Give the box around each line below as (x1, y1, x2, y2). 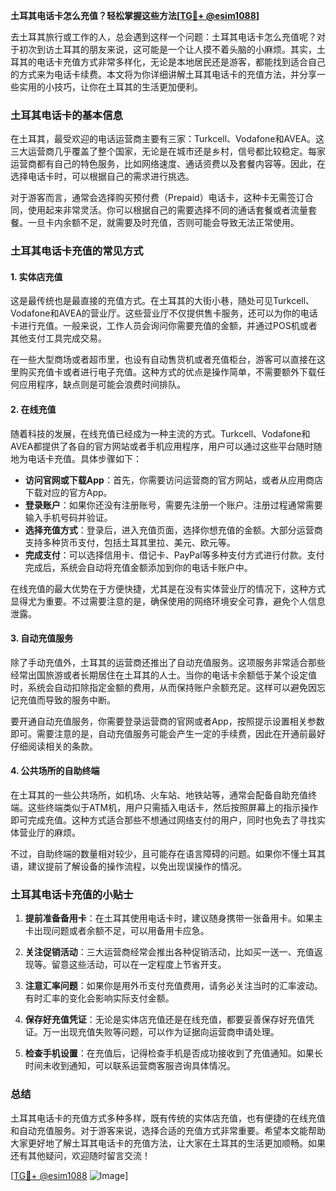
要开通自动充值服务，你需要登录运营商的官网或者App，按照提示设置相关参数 (10, 715, 325, 727)
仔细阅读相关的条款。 (10, 740, 98, 752)
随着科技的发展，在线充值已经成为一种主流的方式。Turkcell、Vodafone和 (10, 427, 311, 439)
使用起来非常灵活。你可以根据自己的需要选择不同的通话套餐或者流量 (27, 204, 308, 216)
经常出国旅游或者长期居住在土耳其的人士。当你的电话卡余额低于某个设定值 (10, 669, 317, 681)
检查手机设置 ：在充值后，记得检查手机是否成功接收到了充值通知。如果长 (24, 1047, 323, 1059)
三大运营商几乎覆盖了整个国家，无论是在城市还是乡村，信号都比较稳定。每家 (10, 145, 326, 158)
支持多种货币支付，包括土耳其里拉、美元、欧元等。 (24, 536, 236, 548)
